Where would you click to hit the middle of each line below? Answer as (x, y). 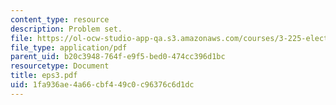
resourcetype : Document (60, 66)
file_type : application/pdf (69, 47)
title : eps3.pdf (44, 76)
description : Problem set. (66, 29)
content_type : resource (60, 19)
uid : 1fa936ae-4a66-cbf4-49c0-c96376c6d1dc (102, 85)
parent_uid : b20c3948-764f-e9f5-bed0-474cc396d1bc (118, 57)
